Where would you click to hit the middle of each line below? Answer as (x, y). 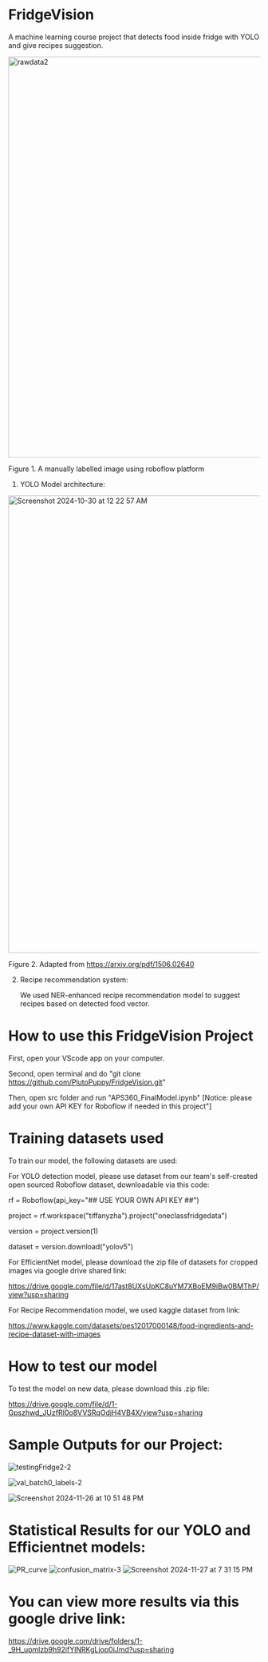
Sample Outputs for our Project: (116, 1444)
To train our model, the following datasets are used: (93, 1161)
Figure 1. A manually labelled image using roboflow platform (106, 469)
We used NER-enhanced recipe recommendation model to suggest (130, 995)
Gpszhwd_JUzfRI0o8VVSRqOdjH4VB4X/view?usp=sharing (106, 1412)
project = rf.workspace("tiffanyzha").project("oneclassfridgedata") (118, 1215)
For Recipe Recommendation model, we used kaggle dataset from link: (124, 1310)
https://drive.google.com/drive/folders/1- (76, 1640)
